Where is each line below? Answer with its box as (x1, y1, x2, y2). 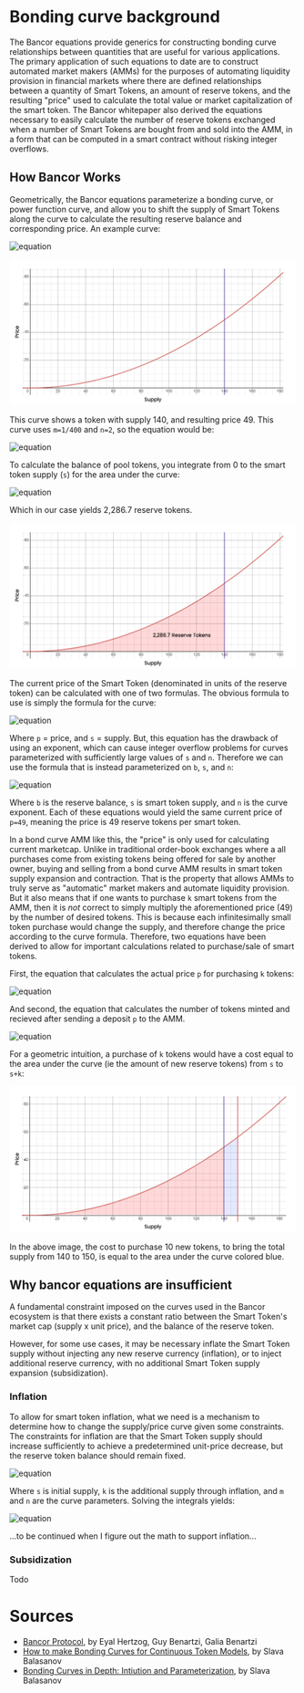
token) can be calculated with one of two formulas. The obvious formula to (9, 687, 289, 698)
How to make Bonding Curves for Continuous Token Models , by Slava (22, 1646, 284, 1656)
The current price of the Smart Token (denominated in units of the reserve (9, 677, 288, 688)
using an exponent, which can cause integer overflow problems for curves (9, 742, 289, 753)
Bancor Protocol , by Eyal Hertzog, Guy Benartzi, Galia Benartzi (22, 1636, 258, 1646)
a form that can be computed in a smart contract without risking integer (9, 133, 278, 144)
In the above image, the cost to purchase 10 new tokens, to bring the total (9, 1241, 285, 1252)
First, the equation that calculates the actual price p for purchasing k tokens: (9, 967, 294, 978)
